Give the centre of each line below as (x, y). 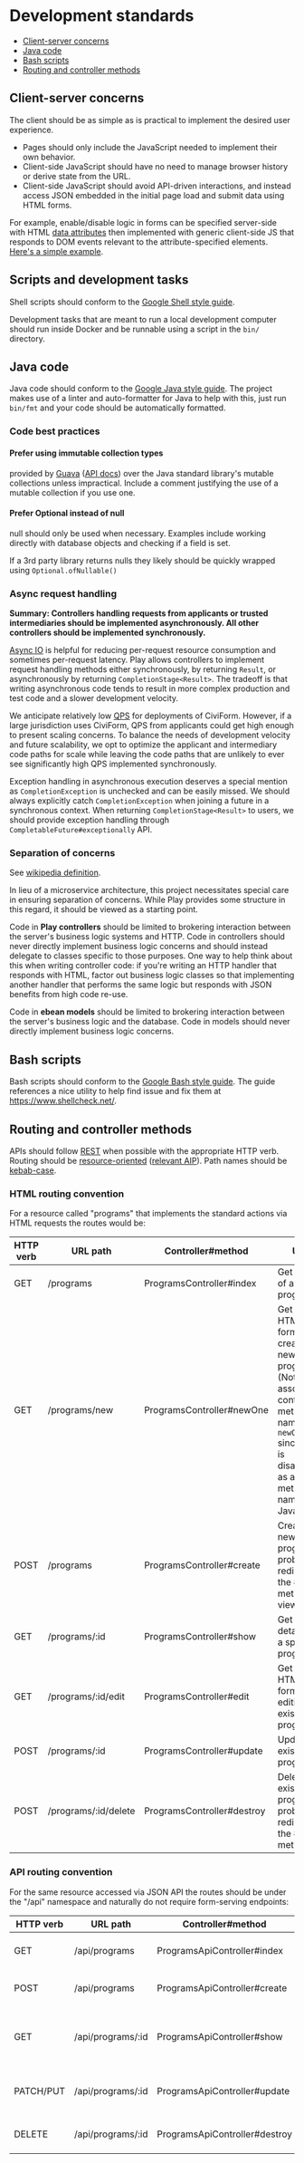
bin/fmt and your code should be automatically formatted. (118, 408)
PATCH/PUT (40, 2091)
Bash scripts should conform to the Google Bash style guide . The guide (142, 1081)
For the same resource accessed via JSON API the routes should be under (148, 1892)
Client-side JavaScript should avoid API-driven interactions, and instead (157, 186)
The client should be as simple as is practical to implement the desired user (150, 120)
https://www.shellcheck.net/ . (63, 1101)
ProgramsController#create (202, 1565)
